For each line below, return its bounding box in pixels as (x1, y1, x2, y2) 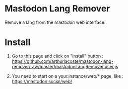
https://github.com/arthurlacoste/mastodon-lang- (11, 58, 114, 64)
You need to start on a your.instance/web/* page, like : (11, 73, 124, 79)
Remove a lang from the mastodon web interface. (4, 19, 106, 25)
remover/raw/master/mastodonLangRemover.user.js (11, 63, 119, 69)
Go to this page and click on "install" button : (11, 53, 104, 59)
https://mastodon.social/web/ (11, 78, 72, 84)
